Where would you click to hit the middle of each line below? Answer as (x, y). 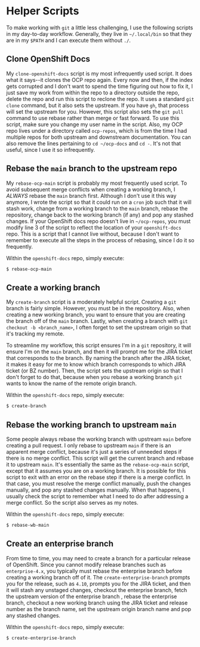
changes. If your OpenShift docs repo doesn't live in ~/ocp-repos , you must (99, 221)
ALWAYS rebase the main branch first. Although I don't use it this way (91, 196)
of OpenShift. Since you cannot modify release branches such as (86, 564)
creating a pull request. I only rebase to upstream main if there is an (89, 445)
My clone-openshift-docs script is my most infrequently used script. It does (99, 74)
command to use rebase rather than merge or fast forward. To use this (93, 118)
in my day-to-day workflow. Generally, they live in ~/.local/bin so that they (99, 33)
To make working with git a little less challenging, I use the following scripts (100, 28)
